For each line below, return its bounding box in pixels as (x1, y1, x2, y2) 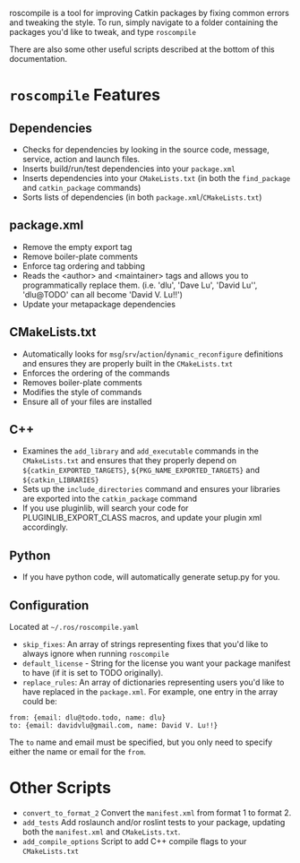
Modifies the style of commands (21, 386, 142, 397)
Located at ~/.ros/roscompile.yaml (9, 622, 140, 633)
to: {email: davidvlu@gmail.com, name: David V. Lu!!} (9, 721, 219, 730)
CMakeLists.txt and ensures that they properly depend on (21, 455, 237, 466)
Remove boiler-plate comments (21, 251, 139, 262)
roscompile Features (9, 85, 161, 106)
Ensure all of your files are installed (21, 396, 152, 407)
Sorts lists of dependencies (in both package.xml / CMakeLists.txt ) (21, 192, 262, 203)
